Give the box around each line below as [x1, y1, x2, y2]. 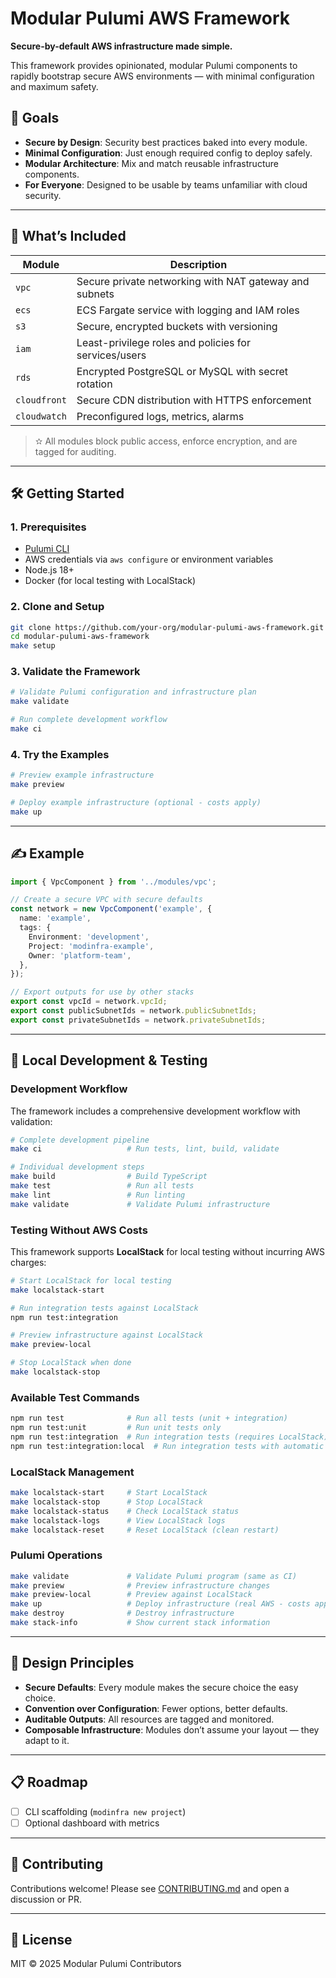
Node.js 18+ [24, 564, 75, 576]
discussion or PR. [10, 1893, 82, 1905]
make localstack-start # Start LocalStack [10, 1488, 208, 1498]
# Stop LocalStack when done [10, 1358, 132, 1368]
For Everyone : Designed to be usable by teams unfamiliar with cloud [24, 178, 308, 191]
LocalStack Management [10, 1465, 135, 1479]
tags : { [19, 923, 52, 933]
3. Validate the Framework [10, 665, 141, 679]
